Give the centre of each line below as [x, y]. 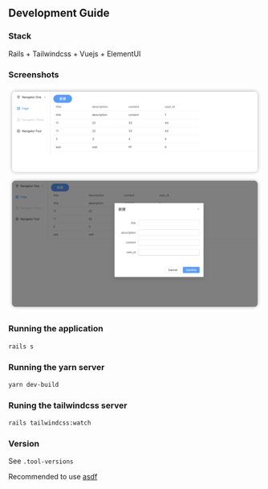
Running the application [56, 329]
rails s [21, 346]
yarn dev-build [34, 384]
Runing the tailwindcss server [68, 405]
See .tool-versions [41, 461]
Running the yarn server [57, 367]
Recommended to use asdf [53, 477]
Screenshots [34, 74]
